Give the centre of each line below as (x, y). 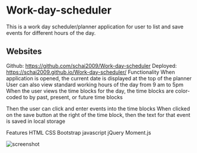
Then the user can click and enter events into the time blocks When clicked (98, 108)
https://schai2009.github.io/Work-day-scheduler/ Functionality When (90, 72)
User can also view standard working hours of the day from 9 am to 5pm (95, 84)
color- (182, 91)
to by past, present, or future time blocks (73, 97)
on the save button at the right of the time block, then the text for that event (99, 115)
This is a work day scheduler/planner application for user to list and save (95, 27)
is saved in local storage (36, 121)
